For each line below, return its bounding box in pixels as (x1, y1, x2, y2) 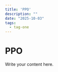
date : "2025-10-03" (5, 16, 44, 21)
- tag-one (9, 25, 29, 30)
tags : (5, 20, 16, 25)
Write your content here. (5, 61, 54, 67)
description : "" (5, 12, 38, 16)
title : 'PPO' (5, 7, 31, 12)
